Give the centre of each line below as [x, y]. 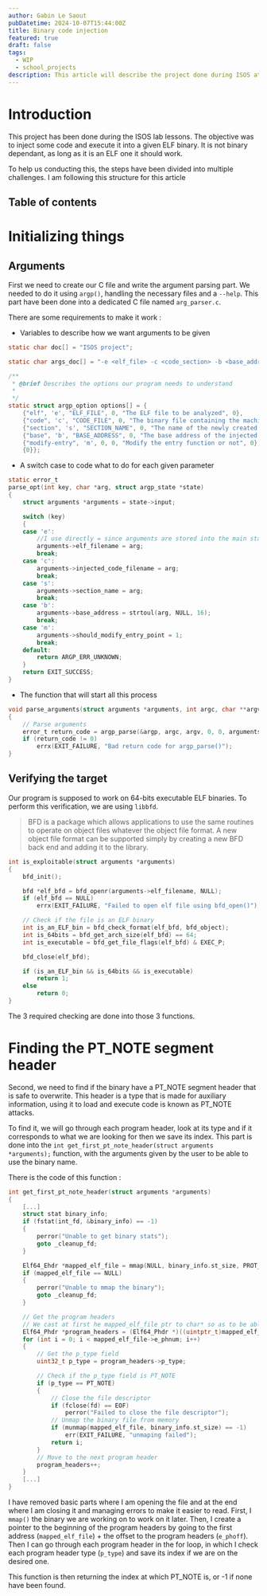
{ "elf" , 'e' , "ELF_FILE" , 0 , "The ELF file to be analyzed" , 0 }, [133, 414]
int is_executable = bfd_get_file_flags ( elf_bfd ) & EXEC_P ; [124, 942]
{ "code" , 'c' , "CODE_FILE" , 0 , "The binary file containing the [131, 420]
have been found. [37, 1586]
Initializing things [66, 237]
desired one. [29, 1562]
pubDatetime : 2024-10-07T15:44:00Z [67, 23]
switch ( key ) [44, 516]
